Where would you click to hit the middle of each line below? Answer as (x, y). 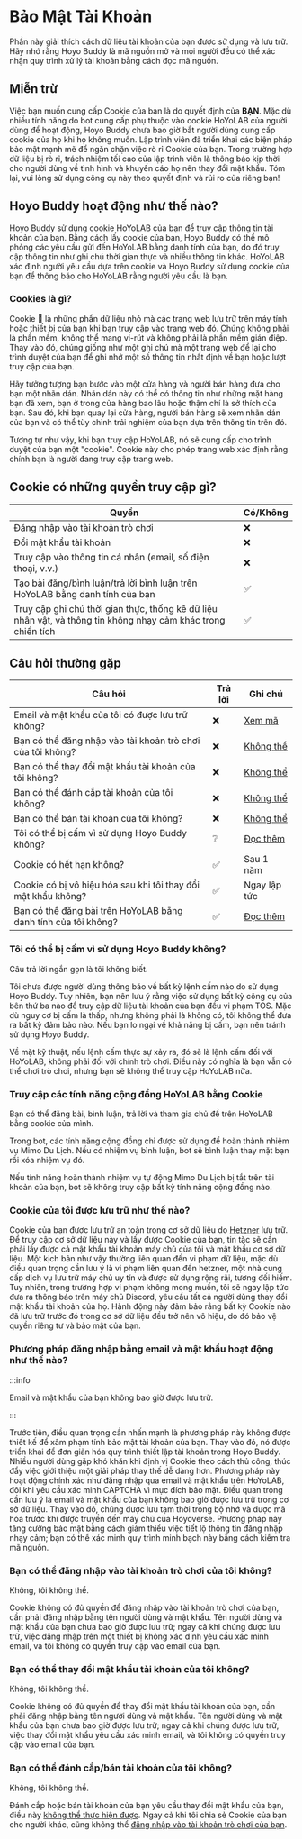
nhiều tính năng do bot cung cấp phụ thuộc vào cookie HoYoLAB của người (148, 120)
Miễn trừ (34, 89)
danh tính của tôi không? (66, 923)
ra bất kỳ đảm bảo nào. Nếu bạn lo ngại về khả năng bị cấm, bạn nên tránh (147, 1024)
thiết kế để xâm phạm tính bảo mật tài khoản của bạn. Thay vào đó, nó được (150, 1442)
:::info (20, 1379)
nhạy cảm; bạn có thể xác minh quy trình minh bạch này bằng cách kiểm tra (150, 1537)
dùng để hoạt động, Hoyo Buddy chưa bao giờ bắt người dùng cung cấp (142, 130)
